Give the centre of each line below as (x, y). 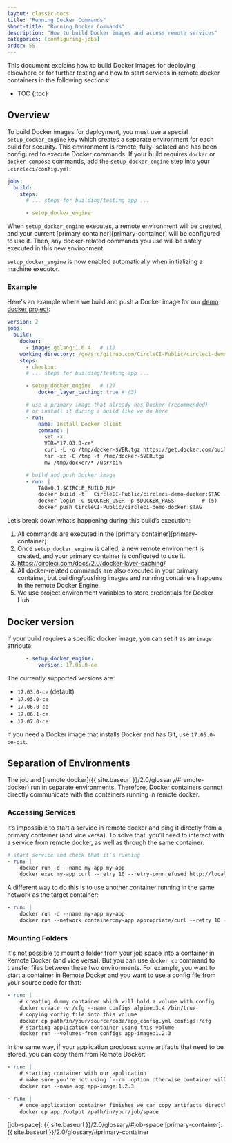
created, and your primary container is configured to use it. (101, 556)
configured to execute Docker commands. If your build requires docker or (111, 154)
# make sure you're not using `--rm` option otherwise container (116, 1080)
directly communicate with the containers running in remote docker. (104, 794)
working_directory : (48, 354)
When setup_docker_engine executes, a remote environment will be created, (115, 226)
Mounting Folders (37, 938)
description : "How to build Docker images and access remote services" (112, 33)
